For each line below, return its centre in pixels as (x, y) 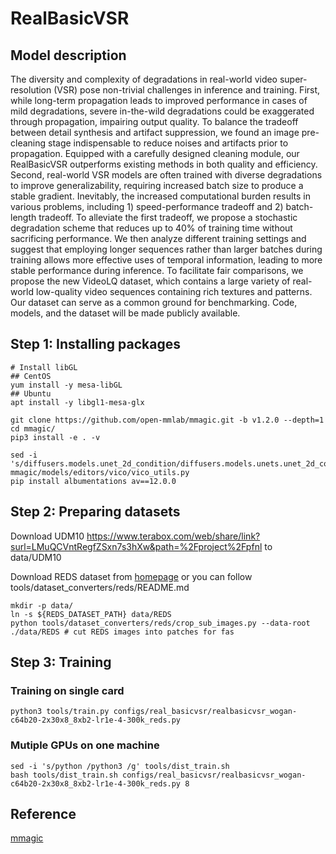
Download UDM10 (47, 536)
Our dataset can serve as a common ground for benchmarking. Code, (154, 302)
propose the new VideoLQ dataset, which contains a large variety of (150, 281)
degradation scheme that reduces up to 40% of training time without (151, 228)
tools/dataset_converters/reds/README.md (100, 587)
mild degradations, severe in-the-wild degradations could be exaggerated (162, 111)
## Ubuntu (31, 393)
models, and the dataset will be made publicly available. (125, 313)
